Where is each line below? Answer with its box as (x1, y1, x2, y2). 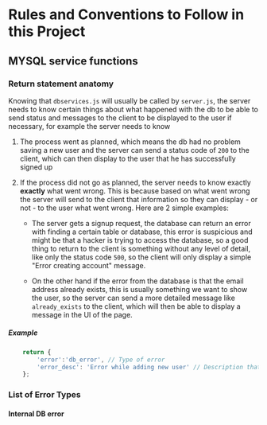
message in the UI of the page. (31, 310, 133, 319)
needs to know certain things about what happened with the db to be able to (8, 104, 258, 114)
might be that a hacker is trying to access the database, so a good (31, 235, 249, 244)
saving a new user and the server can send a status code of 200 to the (19, 145, 250, 154)
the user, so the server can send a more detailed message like (31, 293, 236, 302)
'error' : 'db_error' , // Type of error (37, 356, 165, 364)
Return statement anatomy (8, 78, 114, 89)
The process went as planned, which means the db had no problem (19, 137, 241, 146)
